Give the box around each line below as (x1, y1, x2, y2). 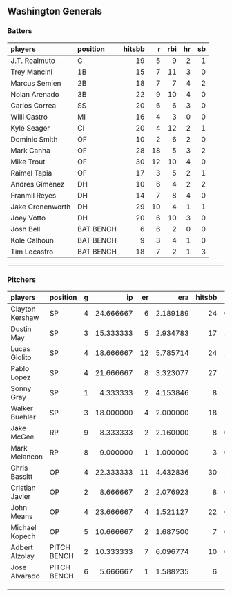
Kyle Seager (10, 123, 50, 133)
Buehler (10, 412, 36, 421)
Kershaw (10, 312, 39, 322)
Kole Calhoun (10, 235, 54, 245)
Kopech (10, 531, 36, 541)
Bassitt (10, 471, 33, 481)
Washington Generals (7, 6, 102, 17)
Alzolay (10, 551, 35, 560)
